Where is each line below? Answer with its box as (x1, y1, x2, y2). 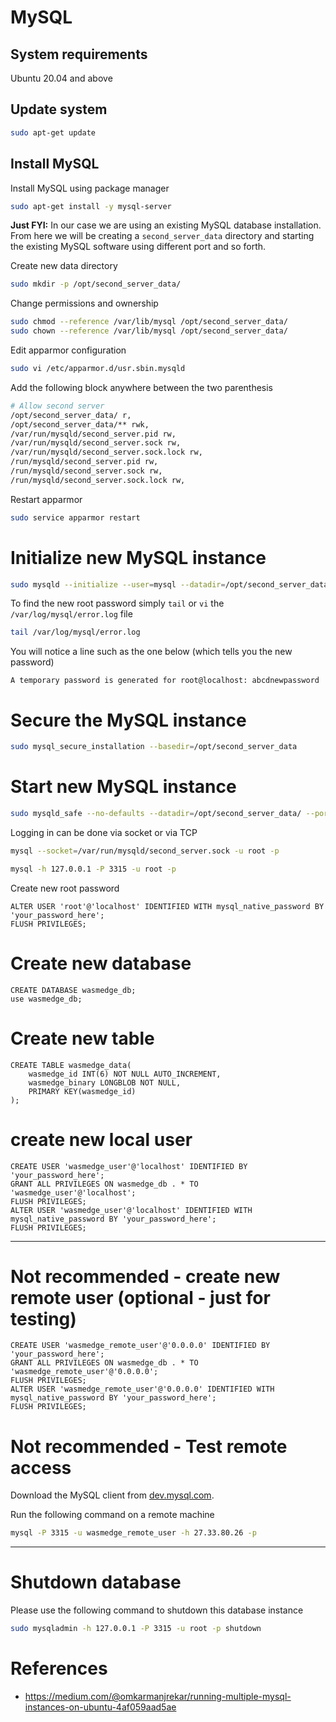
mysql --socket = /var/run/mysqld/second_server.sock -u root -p (10, 846, 280, 856)
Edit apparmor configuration (10, 344, 127, 356)
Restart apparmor (10, 493, 83, 505)
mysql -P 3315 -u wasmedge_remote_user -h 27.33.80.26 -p (10, 1528, 257, 1538)
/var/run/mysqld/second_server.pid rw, (10, 429, 177, 439)
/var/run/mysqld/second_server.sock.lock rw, (10, 447, 203, 458)
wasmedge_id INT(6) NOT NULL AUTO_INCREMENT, (28, 1069, 222, 1079)
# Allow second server (10, 401, 105, 411)
